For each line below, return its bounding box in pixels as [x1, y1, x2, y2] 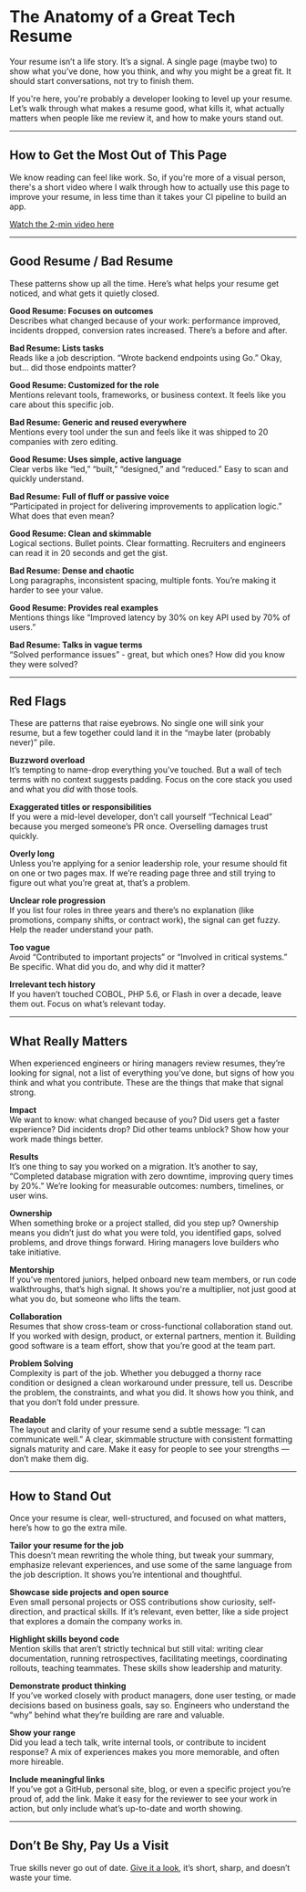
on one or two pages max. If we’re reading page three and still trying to [9, 867, 276, 878]
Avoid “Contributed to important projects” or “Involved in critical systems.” [9, 951, 288, 962]
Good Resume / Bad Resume [9, 254, 174, 269]
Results [9, 1151, 39, 1162]
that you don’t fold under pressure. [9, 1397, 140, 1408]
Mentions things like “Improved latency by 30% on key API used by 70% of [9, 612, 291, 623]
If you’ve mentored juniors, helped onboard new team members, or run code [9, 1274, 297, 1285]
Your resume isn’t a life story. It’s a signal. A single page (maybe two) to [9, 56, 278, 67]
